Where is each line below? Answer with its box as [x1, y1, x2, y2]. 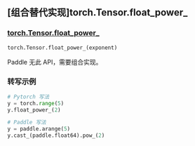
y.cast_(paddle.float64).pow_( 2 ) [7, 132, 105, 139]
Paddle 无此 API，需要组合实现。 [7, 58, 102, 66]
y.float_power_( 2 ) [7, 106, 61, 114]
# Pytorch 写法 [7, 93, 50, 100]
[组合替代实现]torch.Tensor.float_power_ [7, 6, 188, 19]
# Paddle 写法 [7, 119, 47, 126]
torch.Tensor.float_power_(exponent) [7, 44, 118, 51]
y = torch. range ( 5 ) [7, 100, 65, 107]
